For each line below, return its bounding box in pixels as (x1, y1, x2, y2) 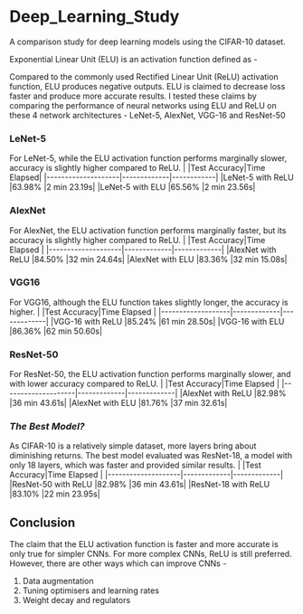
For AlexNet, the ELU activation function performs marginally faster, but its (9, 224, 287, 236)
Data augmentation (22, 576, 94, 587)
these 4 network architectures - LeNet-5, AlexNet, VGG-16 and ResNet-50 (9, 109, 287, 120)
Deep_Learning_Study (9, 6, 180, 27)
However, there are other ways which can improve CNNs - (9, 558, 227, 569)
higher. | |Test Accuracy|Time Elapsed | (9, 306, 156, 317)
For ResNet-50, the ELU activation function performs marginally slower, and (9, 369, 291, 380)
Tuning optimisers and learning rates (22, 585, 160, 596)
